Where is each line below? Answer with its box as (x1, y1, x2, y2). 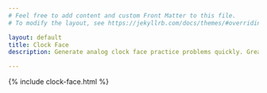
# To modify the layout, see (8, 19, 105, 27)
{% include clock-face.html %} (8, 77, 110, 87)
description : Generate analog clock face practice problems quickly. (8, 48, 244, 56)
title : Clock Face (8, 41, 69, 48)
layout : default (8, 33, 62, 41)
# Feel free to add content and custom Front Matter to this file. (8, 11, 237, 20)
